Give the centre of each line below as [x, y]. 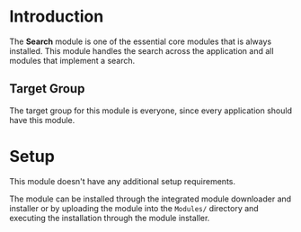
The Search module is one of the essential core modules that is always [141, 41]
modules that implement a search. [72, 60]
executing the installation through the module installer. [110, 218]
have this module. [42, 120]
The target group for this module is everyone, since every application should [150, 111]
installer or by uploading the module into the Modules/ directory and [134, 208]
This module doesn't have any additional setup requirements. [123, 181]
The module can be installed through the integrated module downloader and [150, 199]
